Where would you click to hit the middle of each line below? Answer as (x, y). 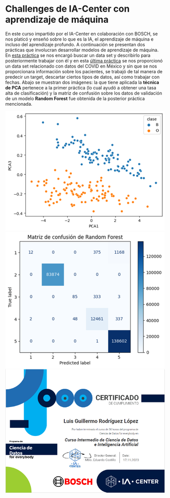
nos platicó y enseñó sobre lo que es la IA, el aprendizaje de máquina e (79, 39)
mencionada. (19, 104)
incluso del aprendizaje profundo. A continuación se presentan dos (75, 44)
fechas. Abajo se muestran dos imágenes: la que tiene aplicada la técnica (82, 82)
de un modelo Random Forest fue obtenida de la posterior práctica (75, 98)
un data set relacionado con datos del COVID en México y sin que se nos (81, 66)
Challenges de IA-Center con (68, 9)
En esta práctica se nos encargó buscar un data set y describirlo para (78, 55)
